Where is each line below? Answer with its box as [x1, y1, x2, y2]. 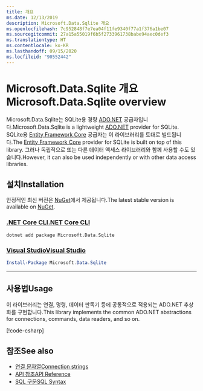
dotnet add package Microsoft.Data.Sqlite [6, 232, 115, 238]
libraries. [6, 160, 28, 167]
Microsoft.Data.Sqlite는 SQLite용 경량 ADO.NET [6, 115, 123, 123]
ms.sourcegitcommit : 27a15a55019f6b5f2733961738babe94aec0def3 [6, 31, 169, 37]
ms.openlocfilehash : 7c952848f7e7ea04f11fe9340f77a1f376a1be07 [6, 25, 169, 32]
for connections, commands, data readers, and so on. [6, 315, 140, 322]
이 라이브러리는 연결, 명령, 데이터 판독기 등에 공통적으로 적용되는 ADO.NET [6, 300, 183, 308]
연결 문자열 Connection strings [14, 363, 89, 370]
